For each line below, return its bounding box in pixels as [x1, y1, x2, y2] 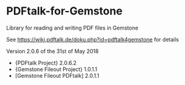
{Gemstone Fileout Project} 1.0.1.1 [14, 65, 98, 73]
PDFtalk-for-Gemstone [6, 4, 123, 18]
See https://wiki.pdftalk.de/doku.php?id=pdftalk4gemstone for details [6, 36, 179, 43]
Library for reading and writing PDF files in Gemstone [6, 24, 139, 31]
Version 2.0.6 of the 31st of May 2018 [6, 47, 99, 55]
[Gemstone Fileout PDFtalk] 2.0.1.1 [14, 72, 99, 79]
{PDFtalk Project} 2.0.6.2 [14, 59, 77, 66]
